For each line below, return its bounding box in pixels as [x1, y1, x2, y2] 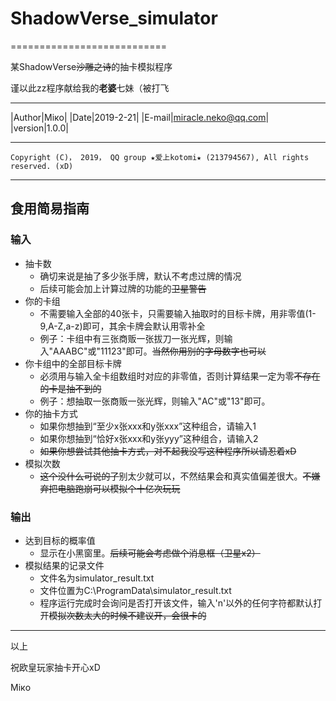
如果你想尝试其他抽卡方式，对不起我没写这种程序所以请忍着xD [39, 445, 297, 457]
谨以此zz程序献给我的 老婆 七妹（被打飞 [10, 82, 170, 94]
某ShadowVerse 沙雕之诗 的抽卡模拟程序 [10, 60, 173, 72]
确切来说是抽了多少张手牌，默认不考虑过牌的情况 [39, 270, 242, 282]
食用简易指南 [10, 200, 90, 217]
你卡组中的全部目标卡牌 [24, 357, 122, 369]
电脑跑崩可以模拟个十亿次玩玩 [57, 482, 181, 494]
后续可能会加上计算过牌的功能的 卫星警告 [39, 282, 207, 294]
